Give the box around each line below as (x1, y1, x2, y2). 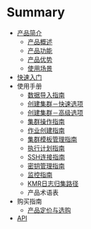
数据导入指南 (27, 90, 65, 99)
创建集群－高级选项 (27, 108, 84, 117)
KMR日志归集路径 (27, 179, 79, 188)
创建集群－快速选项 (27, 99, 84, 108)
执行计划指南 (27, 143, 65, 152)
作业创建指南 (27, 125, 65, 135)
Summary (6, 4, 65, 21)
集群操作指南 (27, 117, 65, 125)
